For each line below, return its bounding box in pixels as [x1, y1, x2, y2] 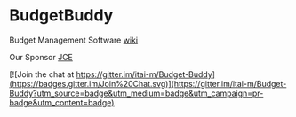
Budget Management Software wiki [9, 35, 139, 45]
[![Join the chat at [9, 68, 75, 80]
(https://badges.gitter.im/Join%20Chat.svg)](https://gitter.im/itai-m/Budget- [9, 78, 287, 89]
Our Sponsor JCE [9, 51, 74, 62]
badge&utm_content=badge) [9, 97, 115, 107]
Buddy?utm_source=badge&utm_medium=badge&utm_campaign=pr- [9, 88, 264, 98]
